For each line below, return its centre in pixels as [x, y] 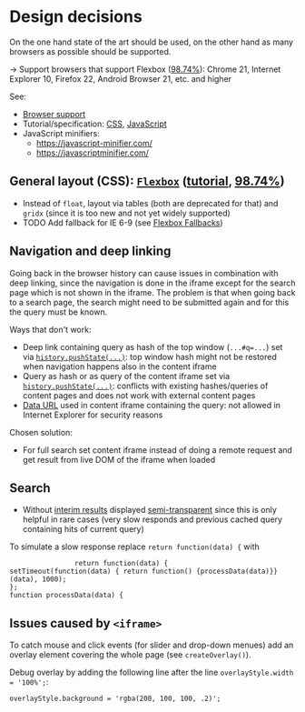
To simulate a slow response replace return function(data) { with [135, 547]
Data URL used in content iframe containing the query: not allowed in [152, 405]
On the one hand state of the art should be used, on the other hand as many [151, 42]
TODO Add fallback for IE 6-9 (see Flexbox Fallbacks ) [123, 222]
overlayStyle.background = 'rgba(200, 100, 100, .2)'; [115, 699]
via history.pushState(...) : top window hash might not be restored [149, 356]
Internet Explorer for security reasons [93, 415]
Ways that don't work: [50, 329]
